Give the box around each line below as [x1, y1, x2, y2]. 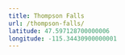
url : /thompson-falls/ [8, 19, 85, 27]
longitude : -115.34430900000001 [8, 34, 117, 43]
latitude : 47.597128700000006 [8, 27, 110, 35]
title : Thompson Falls [8, 11, 85, 20]
